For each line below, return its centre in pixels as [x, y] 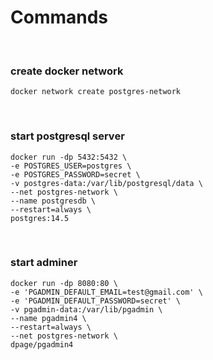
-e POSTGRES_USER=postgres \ [71, 166]
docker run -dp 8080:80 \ [64, 283]
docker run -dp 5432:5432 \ [69, 157]
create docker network [67, 71]
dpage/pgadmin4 [42, 344]
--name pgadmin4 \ [48, 318]
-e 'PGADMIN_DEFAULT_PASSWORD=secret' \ [96, 301]
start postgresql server [67, 136]
